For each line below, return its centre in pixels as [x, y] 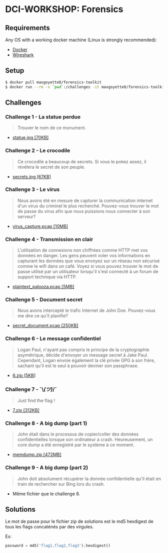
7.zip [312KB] [26, 410]
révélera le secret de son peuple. [51, 167]
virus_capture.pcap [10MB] [40, 226]
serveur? [26, 216]
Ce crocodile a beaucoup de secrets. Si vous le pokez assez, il [82, 161]
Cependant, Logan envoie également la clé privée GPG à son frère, [86, 360]
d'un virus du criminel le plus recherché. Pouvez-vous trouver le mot [88, 206]
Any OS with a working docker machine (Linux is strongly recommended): [81, 40]
